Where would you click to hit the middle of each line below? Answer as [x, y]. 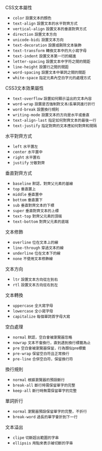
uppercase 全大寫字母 [33, 306]
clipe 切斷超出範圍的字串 [36, 438]
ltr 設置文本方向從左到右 [35, 280]
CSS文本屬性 [19, 7]
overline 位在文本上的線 [35, 242]
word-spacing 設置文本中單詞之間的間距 [49, 73]
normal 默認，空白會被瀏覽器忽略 [42, 337]
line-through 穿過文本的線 [38, 248]
